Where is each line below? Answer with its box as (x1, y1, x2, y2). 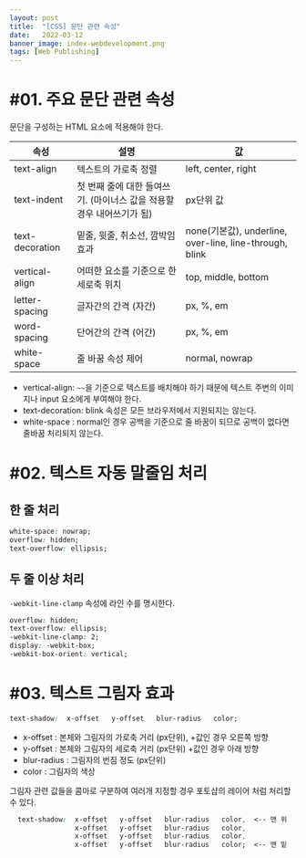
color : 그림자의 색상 (22, 766, 96, 777)
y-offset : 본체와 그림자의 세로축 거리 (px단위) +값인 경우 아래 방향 (22, 743, 260, 754)
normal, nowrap (185, 352, 253, 365)
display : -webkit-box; (9, 641, 96, 651)
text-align (14, 162, 57, 175)
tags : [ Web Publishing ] (9, 47, 100, 57)
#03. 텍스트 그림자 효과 (9, 684, 175, 704)
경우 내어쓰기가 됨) (76, 207, 153, 220)
